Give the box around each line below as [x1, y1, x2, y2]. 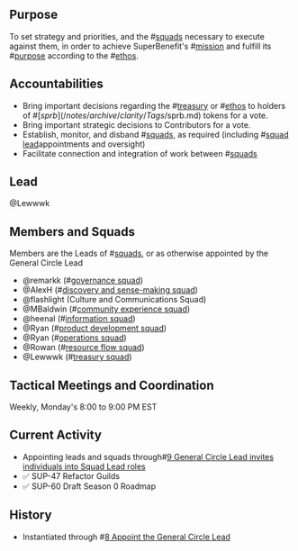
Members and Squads [9, 224, 136, 239]
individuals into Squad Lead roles [22, 461, 146, 472]
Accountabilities [9, 77, 104, 92]
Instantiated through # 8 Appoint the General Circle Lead [22, 531, 231, 542]
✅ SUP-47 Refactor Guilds [22, 470, 120, 481]
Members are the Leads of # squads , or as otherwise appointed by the [9, 248, 268, 259]
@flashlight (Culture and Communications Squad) [22, 294, 207, 305]
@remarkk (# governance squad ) [22, 275, 144, 286]
